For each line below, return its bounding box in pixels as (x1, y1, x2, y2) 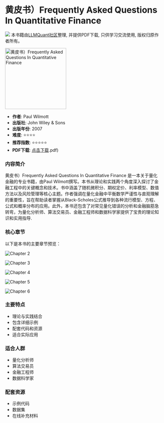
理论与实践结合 (12, 313, 42, 319)
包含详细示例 (12, 319, 38, 325)
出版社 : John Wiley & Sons (12, 120, 65, 125)
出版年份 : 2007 (12, 125, 42, 132)
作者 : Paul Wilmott (12, 113, 49, 120)
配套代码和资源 (12, 325, 42, 331)
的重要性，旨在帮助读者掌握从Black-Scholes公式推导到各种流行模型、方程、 (5, 197, 158, 203)
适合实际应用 (12, 331, 38, 337)
